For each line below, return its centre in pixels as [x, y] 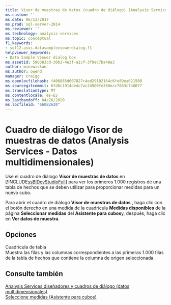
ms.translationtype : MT [31, 90]
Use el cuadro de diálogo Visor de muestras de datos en [65, 177]
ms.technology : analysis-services [42, 34]
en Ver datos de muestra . [32, 219]
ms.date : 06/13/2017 [27, 19]
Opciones [21, 235]
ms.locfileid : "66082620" [33, 105]
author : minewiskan [26, 67]
